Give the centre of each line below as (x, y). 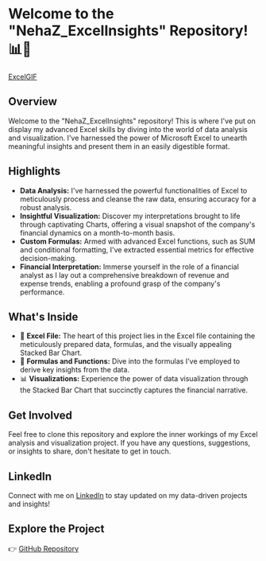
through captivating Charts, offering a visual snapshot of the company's (137, 224)
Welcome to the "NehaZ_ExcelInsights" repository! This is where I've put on (132, 121)
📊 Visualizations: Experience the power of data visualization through (134, 379)
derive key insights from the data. (74, 370)
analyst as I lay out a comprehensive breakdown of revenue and (124, 275)
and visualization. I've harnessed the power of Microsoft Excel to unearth (128, 138)
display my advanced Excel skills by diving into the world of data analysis (128, 129)
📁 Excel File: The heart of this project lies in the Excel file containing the (137, 336)
